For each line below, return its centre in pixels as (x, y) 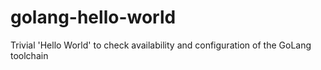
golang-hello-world (93, 17)
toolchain (29, 55)
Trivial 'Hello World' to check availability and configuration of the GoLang (161, 45)
